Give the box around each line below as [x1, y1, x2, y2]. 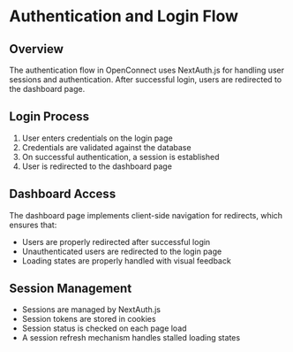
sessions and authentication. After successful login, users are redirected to [9, 74, 282, 85]
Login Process [9, 109, 90, 125]
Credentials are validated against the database [21, 142, 192, 152]
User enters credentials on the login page [21, 133, 174, 143]
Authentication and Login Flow [9, 6, 239, 27]
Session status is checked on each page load [21, 323, 187, 333]
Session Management [9, 281, 132, 296]
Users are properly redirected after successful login [21, 236, 211, 247]
